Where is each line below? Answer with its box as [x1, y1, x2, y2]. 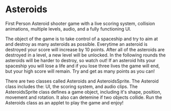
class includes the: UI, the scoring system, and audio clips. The [5, 83, 138, 90]
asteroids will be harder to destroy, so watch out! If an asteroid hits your [5, 57, 156, 63]
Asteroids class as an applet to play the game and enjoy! [5, 99, 124, 105]
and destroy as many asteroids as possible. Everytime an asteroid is [5, 41, 148, 47]
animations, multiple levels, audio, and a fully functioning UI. [5, 25, 131, 32]
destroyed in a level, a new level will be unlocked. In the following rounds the [5, 52, 166, 58]
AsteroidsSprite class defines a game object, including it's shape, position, [5, 89, 162, 95]
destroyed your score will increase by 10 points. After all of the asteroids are [5, 46, 165, 52]
